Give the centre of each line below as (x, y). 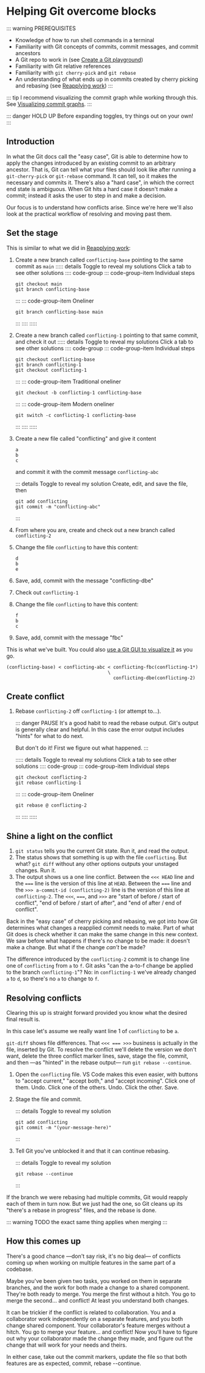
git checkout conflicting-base (55, 359)
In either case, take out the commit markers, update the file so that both (97, 1356)
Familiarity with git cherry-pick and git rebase (76, 72)
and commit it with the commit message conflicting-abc (87, 472)
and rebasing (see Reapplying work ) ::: (64, 85)
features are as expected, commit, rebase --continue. (74, 1363)
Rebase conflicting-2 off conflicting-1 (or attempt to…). (88, 711)
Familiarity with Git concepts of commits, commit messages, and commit (107, 47)
